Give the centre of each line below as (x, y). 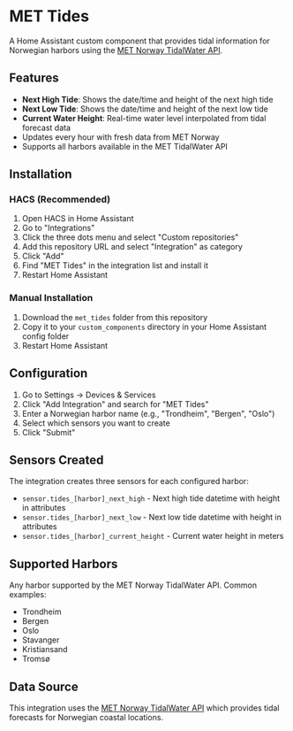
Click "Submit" (49, 432)
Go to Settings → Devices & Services (89, 395)
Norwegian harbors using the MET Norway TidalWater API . (116, 50)
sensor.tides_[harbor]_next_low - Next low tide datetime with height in (152, 517)
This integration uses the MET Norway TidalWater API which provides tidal (144, 708)
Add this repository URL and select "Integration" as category (132, 247)
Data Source (44, 686)
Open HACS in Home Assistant (78, 219)
